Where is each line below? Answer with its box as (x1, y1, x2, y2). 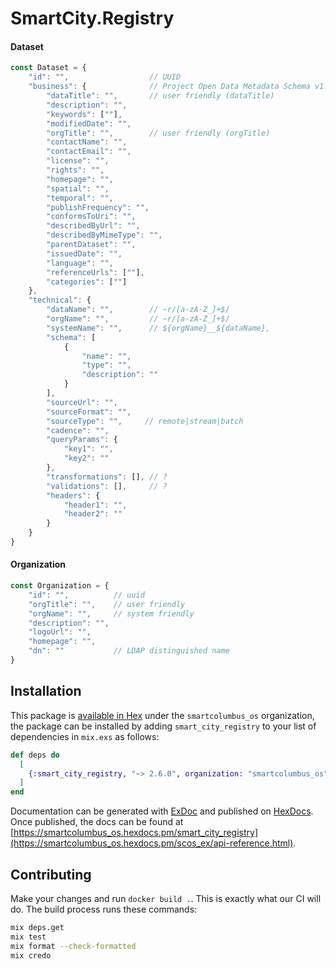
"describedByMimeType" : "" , (46, 230, 163, 241)
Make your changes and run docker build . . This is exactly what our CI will (10, 892, 322, 904)
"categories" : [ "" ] (46, 277, 128, 287)
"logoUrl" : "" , (28, 627, 92, 637)
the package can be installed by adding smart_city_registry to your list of (10, 720, 317, 732)
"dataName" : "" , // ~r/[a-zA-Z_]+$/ (46, 305, 230, 315)
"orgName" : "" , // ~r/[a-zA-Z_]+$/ (46, 314, 230, 324)
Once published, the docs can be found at (10, 816, 184, 828)
